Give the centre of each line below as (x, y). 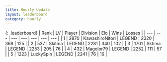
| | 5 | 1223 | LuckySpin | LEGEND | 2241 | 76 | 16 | (56, 54)
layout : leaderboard (27, 14)
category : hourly (23, 19)
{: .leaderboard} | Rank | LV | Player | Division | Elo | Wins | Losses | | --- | (80, 33)
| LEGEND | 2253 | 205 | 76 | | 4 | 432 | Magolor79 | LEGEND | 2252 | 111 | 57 (83, 49)
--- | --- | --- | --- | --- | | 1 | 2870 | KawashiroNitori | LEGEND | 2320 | (83, 38)
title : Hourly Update (28, 10)
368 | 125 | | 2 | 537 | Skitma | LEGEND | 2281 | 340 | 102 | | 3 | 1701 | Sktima (83, 44)
